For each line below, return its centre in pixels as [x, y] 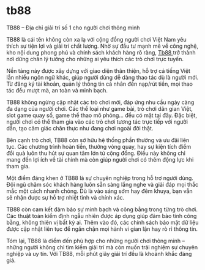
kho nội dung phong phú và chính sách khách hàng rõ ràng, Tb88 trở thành [101, 52]
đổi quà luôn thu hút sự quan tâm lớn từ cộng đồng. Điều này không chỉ [96, 153]
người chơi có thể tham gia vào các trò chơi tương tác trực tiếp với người [97, 122]
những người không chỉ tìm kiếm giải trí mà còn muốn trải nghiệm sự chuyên [102, 247]
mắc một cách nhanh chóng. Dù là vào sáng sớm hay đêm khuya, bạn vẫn [99, 191]
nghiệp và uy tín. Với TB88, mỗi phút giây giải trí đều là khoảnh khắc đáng [99, 253]
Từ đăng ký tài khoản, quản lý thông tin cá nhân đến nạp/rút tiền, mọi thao [99, 84]
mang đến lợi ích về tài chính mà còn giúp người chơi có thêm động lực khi [100, 159]
